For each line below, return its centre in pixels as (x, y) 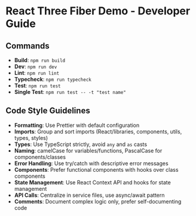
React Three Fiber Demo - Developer (98, 11)
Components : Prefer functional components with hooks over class (96, 169)
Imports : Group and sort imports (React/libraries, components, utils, (98, 131)
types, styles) (31, 138)
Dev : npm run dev (36, 66)
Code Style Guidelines (48, 111)
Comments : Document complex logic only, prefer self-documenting (98, 201)
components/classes (40, 157)
